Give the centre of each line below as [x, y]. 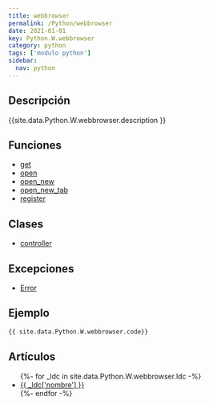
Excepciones [41, 269]
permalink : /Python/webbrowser [60, 23]
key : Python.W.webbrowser [51, 38]
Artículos [32, 357]
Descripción [39, 101]
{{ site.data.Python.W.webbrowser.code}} [78, 331]
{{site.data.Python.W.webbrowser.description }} [87, 120]
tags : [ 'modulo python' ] [50, 53]
